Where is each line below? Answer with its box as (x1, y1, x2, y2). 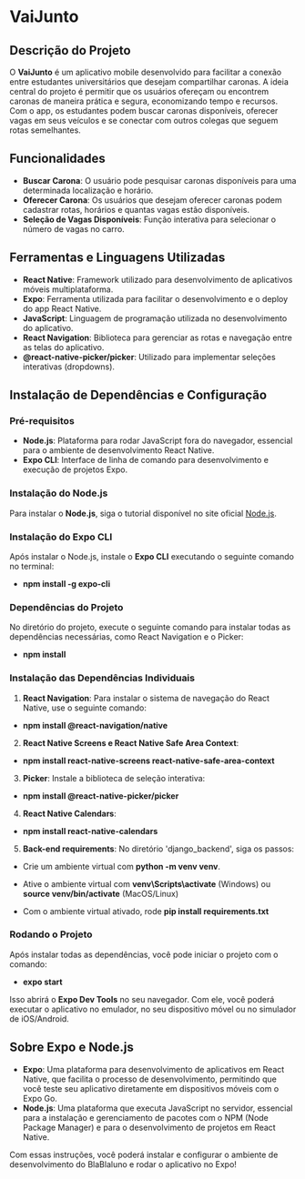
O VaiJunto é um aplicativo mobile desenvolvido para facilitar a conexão (9, 66, 282, 77)
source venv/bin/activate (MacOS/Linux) (22, 888, 179, 899)
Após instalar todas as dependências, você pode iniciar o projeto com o (9, 949, 280, 960)
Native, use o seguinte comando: (22, 702, 147, 713)
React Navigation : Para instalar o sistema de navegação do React (22, 692, 270, 703)
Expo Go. (22, 1093, 57, 1103)
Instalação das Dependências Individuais (9, 671, 196, 684)
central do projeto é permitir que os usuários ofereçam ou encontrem (9, 86, 269, 96)
